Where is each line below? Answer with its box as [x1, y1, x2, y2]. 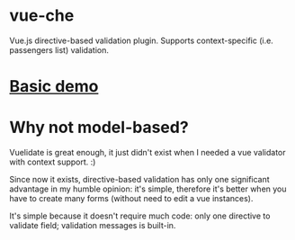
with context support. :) [9, 156, 96, 167]
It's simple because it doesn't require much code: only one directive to [9, 210, 271, 221]
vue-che [9, 5, 75, 26]
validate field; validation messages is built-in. [9, 220, 176, 231]
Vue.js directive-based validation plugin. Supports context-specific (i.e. [9, 35, 274, 46]
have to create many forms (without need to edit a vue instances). [9, 193, 254, 204]
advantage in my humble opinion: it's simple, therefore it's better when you [9, 183, 287, 194]
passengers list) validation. [9, 44, 110, 55]
